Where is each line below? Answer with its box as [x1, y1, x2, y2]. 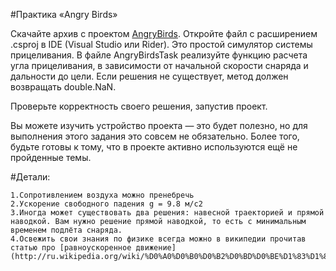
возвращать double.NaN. [10, 81, 117, 93]
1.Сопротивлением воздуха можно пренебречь [10, 190, 195, 200]
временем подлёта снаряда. [10, 225, 123, 235]
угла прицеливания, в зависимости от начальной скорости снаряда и [10, 60, 309, 71]
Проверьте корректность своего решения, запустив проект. [10, 100, 268, 112]
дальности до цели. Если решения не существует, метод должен [10, 70, 289, 82]
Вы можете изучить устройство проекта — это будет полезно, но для [10, 120, 308, 131]
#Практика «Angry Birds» [10, 9, 118, 20]
